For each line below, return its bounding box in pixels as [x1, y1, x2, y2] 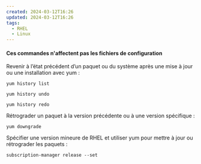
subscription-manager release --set [6, 152, 98, 159]
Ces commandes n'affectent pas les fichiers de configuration [6, 49, 163, 57]
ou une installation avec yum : [6, 69, 80, 77]
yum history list [6, 81, 50, 87]
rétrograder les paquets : [6, 141, 68, 148]
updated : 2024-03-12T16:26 [6, 14, 74, 20]
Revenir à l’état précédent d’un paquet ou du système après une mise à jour [6, 63, 193, 70]
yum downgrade [6, 124, 42, 130]
